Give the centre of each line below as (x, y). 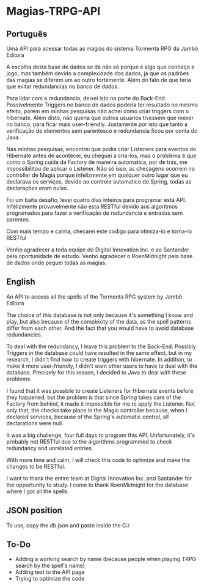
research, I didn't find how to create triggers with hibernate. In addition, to (99, 359)
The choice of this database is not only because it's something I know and (100, 315)
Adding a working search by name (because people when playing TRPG (106, 559)
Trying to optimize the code (50, 579)
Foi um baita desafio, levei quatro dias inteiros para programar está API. (96, 200)
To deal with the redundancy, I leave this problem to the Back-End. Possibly (101, 346)
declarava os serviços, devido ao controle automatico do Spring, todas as (99, 181)
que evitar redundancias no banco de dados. (63, 86)
